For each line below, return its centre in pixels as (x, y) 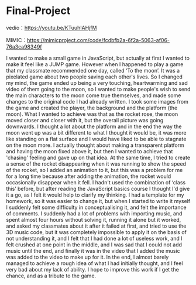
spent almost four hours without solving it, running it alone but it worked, (94, 219)
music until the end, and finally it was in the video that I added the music (93, 250)
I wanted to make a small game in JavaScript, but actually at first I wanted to (98, 58)
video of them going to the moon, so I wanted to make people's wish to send (98, 89)
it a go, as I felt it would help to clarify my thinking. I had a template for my (95, 195)
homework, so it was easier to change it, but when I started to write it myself (98, 201)
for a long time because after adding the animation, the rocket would (89, 176)
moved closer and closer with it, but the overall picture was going (85, 120)
